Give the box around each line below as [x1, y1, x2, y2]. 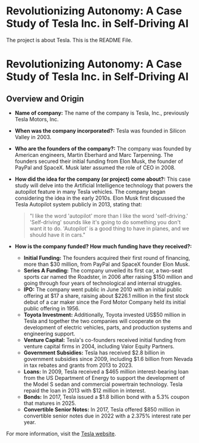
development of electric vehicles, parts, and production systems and [23, 323, 192, 331]
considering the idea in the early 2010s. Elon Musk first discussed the [14, 194, 185, 202]
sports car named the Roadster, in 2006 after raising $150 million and [23, 273, 193, 280]
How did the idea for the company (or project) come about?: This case [14, 175, 191, 183]
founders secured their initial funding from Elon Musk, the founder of [14, 158, 184, 165]
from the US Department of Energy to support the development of [23, 374, 185, 381]
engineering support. [23, 330, 75, 337]
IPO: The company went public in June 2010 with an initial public [23, 285, 182, 293]
